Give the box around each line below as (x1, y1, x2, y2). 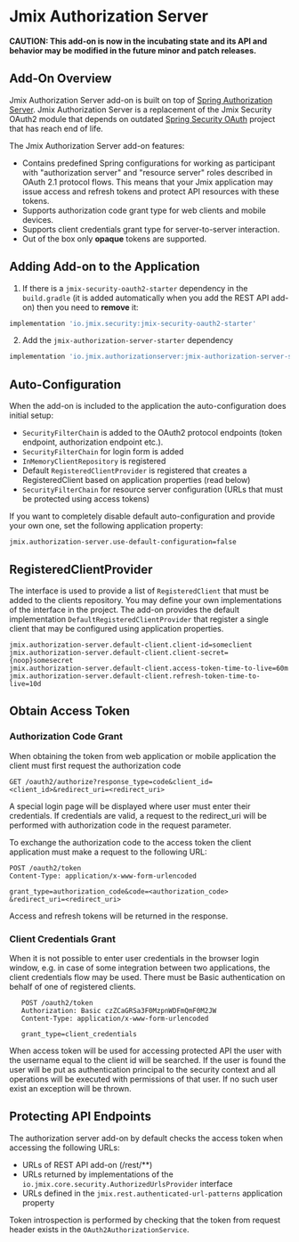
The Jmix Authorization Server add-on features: (9, 140, 185, 151)
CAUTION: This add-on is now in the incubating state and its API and (9, 36, 268, 46)
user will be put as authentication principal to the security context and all (9, 1064, 276, 1074)
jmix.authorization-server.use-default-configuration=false (9, 537, 238, 547)
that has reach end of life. (9, 123, 104, 134)
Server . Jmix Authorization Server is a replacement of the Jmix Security (9, 104, 272, 115)
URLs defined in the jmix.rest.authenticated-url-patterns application (21, 1188, 283, 1198)
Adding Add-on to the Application (9, 259, 200, 274)
